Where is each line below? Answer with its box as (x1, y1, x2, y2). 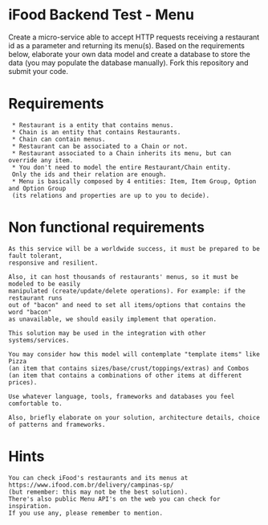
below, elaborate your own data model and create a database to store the (8, 49, 250, 59)
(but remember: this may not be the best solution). (8, 488, 189, 496)
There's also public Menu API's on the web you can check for (8, 494, 221, 503)
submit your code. (8, 66, 69, 76)
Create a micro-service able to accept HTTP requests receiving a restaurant (8, 32, 260, 42)
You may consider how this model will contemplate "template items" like (8, 350, 261, 359)
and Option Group (8, 184, 67, 192)
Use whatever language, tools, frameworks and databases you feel (8, 392, 235, 400)
